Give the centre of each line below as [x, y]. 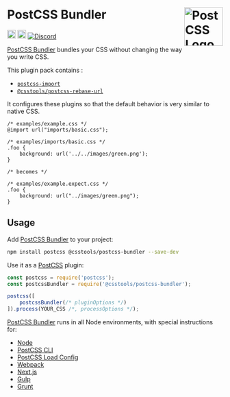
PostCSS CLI [35, 350]
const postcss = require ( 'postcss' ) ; [61, 278]
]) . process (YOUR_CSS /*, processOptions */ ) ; [73, 309]
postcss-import [39, 84]
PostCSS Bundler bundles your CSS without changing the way [95, 49]
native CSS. [24, 111]
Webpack [30, 364]
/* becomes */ [27, 171]
